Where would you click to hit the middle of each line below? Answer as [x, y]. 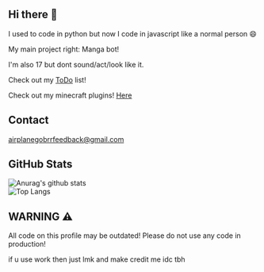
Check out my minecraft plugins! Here [70, 95]
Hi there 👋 [33, 15]
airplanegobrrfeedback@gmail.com [66, 139]
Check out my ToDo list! [47, 79]
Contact [29, 120]
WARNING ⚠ [40, 216]
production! [27, 244]
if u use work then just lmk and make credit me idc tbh [97, 259]
